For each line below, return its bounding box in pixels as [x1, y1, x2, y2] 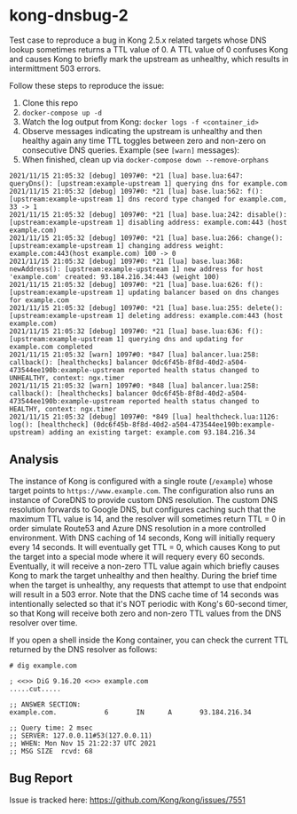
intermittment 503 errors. [9, 63, 102, 74]
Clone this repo [21, 97, 78, 108]
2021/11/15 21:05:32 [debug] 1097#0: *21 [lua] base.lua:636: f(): [9, 326, 264, 336]
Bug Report [9, 770, 74, 786]
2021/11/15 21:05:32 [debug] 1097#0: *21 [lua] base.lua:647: [9, 171, 244, 180]
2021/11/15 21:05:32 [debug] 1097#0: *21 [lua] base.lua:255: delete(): [9, 303, 284, 312]
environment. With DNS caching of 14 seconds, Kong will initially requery [9, 532, 276, 543]
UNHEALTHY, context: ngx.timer [9, 373, 125, 382]
